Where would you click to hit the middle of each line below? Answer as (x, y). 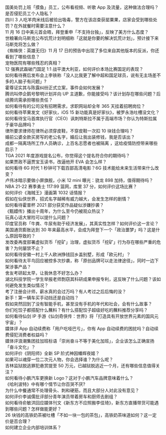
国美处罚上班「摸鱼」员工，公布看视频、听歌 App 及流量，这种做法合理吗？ (82, 7)
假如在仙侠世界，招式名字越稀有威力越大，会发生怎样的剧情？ (68, 199)
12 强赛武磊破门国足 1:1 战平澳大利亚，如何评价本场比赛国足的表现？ (74, 69)
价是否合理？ (18, 421)
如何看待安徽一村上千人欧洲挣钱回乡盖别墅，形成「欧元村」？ (68, 254)
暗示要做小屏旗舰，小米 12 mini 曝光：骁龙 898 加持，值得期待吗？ (86, 180)
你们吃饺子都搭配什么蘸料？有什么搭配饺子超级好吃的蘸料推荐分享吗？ (77, 310)
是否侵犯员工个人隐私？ (29, 13)
